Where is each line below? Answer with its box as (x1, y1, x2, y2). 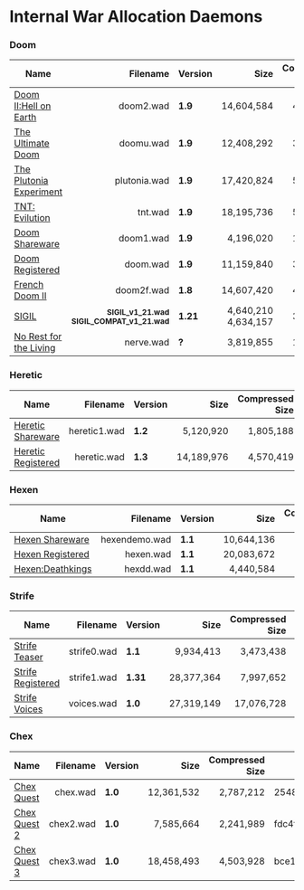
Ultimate (14, 137, 50, 150)
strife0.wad (68, 645, 118, 658)
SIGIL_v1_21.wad (107, 307, 170, 317)
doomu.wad (119, 137, 170, 150)
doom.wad (124, 258, 170, 270)
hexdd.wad (124, 563, 172, 575)
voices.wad (68, 697, 118, 710)
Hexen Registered (14, 548, 90, 561)
